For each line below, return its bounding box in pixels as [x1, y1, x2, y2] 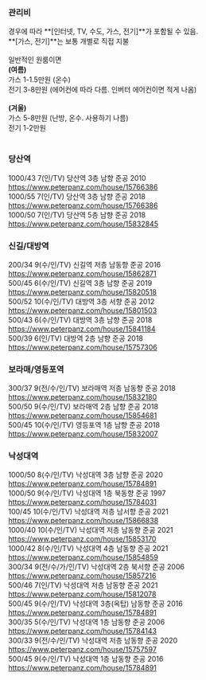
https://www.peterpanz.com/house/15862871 [8, 268, 157, 278]
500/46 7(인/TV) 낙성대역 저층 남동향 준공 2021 [8, 580, 158, 590]
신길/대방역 [8, 240, 49, 252]
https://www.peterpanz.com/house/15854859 [8, 553, 159, 562]
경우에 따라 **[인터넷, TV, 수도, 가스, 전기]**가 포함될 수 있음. [8, 26, 199, 37]
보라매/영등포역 [8, 364, 64, 375]
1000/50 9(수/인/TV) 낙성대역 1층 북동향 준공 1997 [8, 488, 166, 498]
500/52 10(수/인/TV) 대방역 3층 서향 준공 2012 [8, 296, 155, 306]
